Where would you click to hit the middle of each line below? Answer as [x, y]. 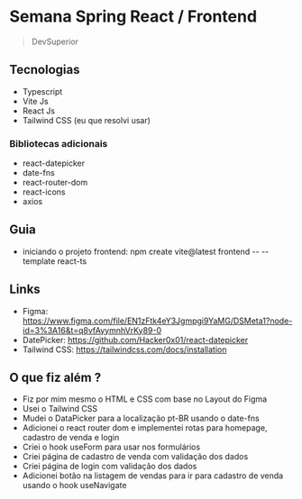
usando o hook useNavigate [74, 485]
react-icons [44, 192]
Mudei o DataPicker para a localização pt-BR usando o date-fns [141, 418]
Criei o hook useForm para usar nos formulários [111, 447]
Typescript [42, 91]
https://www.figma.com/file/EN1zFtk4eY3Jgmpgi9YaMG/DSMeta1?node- [157, 321]
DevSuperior [55, 41]
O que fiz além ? [55, 378]
